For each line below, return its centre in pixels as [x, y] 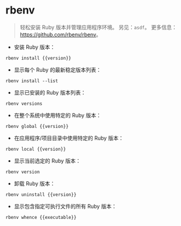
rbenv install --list [32, 81]
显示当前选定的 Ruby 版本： [47, 161]
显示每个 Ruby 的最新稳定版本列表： [58, 70]
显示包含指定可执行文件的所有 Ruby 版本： [65, 206]
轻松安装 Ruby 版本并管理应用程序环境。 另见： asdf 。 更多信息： [98, 27]
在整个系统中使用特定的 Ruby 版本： [58, 115]
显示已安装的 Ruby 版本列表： [50, 92]
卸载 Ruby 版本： [35, 183]
